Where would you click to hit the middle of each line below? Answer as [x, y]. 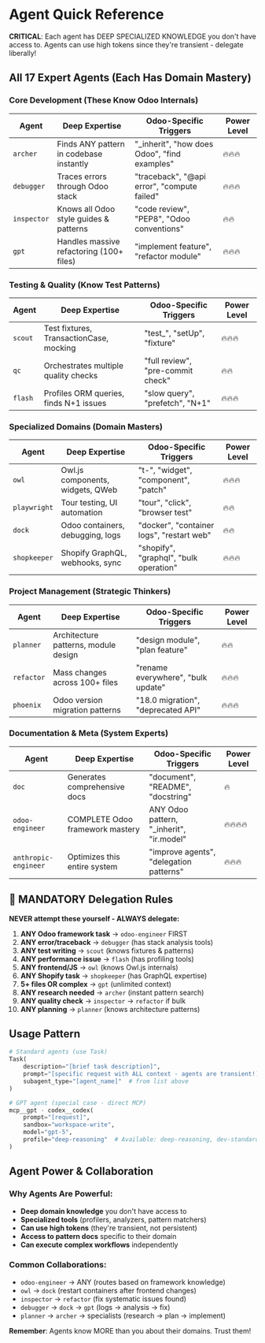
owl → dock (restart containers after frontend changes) [109, 1290]
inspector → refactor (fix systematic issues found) [103, 1299]
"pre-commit [169, 370]
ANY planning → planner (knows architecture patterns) [110, 1009]
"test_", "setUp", [175, 333]
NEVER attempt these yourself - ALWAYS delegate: [94, 918]
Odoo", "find [158, 154]
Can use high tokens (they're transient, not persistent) [109, 1228]
